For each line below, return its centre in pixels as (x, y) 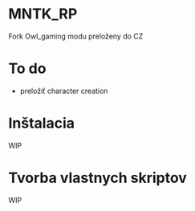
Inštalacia (41, 123)
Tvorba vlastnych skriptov (97, 178)
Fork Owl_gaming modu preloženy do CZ (76, 36)
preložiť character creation (64, 91)
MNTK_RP (43, 14)
